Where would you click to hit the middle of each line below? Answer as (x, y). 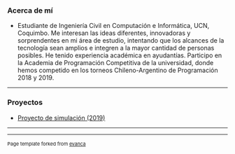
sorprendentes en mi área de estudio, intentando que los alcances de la (121, 41)
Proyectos (25, 102)
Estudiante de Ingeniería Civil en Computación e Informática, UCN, (113, 26)
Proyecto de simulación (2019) (61, 118)
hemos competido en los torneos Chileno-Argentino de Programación (117, 70)
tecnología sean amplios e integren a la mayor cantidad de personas (116, 48)
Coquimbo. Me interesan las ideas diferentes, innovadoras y (104, 33)
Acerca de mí (30, 10)
